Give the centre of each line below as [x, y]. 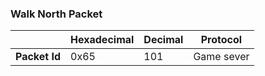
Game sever [221, 57]
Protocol [221, 40]
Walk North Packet [56, 14]
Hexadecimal [102, 40]
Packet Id [38, 57]
